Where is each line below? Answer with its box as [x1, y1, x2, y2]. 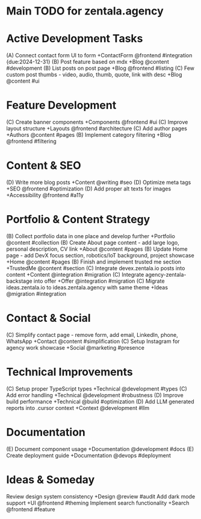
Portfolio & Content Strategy [6, 213, 150, 227]
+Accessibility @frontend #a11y [6, 192, 84, 198]
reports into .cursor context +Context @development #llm [6, 404, 149, 411]
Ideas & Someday [6, 473, 95, 486]
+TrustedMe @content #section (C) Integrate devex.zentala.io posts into [6, 264, 185, 272]
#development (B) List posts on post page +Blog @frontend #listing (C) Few [6, 64, 194, 72]
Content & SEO [6, 159, 81, 172]
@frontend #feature [6, 505, 55, 513]
